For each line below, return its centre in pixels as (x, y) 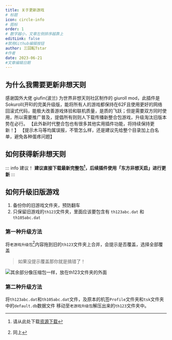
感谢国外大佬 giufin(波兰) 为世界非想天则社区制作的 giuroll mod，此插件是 (83, 98)
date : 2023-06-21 (24, 58)
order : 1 (15, 29)
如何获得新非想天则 (36, 154)
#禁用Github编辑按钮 (25, 44)
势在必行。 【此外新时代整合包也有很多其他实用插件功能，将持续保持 (78, 124)
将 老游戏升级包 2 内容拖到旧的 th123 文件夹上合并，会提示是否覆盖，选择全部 (82, 243)
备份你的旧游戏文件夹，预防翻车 (46, 205)
